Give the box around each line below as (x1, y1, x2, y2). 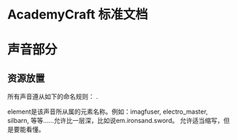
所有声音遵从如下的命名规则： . (7, 92, 98, 101)
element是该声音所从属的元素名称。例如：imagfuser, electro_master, (7, 107, 208, 116)
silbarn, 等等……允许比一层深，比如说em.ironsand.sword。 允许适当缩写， (7, 117, 224, 125)
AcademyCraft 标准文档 (7, 6, 148, 23)
